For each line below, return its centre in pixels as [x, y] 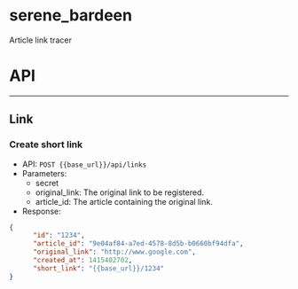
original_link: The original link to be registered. [119, 192]
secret [47, 183]
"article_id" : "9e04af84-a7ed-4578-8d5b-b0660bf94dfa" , [138, 244]
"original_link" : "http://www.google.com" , [114, 252]
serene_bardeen [71, 16]
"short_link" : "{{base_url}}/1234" [98, 268]
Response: [41, 211]
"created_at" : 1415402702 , [82, 261]
